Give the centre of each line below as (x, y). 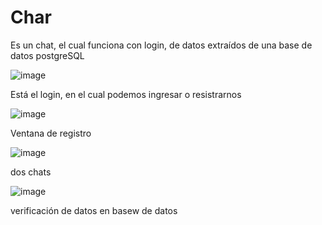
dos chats (31, 172)
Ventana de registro (51, 133)
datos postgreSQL (47, 55)
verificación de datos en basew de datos (94, 210)
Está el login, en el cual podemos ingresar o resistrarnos (126, 94)
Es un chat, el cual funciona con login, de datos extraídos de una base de (161, 45)
